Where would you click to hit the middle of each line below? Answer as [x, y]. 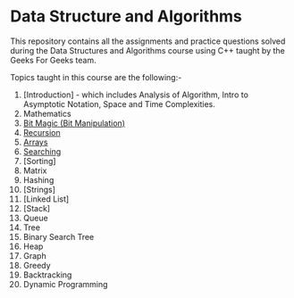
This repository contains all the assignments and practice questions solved [148, 41]
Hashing [38, 179]
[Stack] [37, 208]
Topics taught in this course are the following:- [96, 77]
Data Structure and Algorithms [126, 17]
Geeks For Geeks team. [53, 60]
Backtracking [47, 275]
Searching [42, 151]
